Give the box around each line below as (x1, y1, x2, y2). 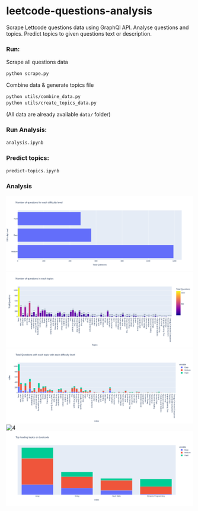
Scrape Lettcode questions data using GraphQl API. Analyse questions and (6, 24, 189, 31)
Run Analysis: (6, 125, 47, 134)
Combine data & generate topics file (6, 81, 94, 89)
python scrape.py (6, 71, 49, 77)
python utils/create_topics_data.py (6, 100, 97, 106)
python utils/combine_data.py (6, 94, 81, 100)
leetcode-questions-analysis (6, 4, 153, 18)
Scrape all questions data (6, 58, 68, 66)
